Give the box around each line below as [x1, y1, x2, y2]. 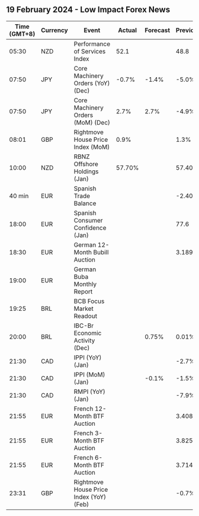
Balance [73, 199, 97, 207]
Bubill [93, 248, 109, 256]
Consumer [73, 216, 103, 224]
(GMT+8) [9, 30, 36, 38]
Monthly [73, 280, 97, 288]
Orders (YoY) [73, 79, 110, 87]
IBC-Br [73, 321, 94, 330]
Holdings [73, 167, 99, 176]
